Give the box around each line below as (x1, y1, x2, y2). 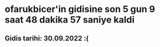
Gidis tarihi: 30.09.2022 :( (5, 34, 89, 42)
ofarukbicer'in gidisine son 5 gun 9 (5, 3, 155, 15)
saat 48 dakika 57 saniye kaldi (5, 14, 135, 25)
